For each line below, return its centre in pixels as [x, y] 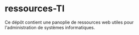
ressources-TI [35, 9]
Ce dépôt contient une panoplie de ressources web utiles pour [69, 22]
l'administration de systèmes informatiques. [50, 27]
